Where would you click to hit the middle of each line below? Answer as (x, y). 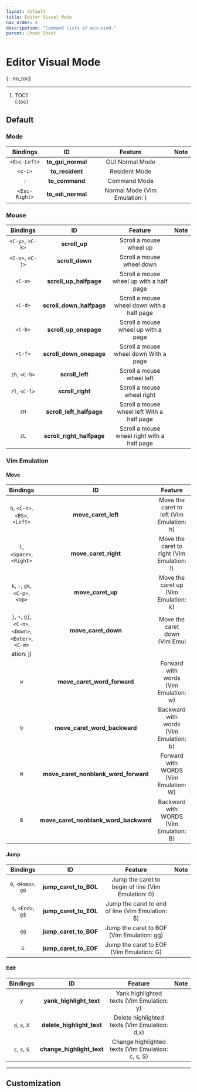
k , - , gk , (22, 586)
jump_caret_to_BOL (71, 887)
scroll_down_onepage (74, 354)
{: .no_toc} (18, 79)
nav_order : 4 (22, 22)
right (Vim (172, 553)
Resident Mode (131, 171)
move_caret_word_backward (96, 728)
